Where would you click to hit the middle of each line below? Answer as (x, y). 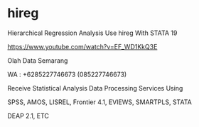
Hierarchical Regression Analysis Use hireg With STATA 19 (92, 33)
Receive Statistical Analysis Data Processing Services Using (95, 88)
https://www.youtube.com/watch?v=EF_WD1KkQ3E (82, 46)
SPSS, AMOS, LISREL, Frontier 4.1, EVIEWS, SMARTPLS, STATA (99, 102)
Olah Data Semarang (38, 60)
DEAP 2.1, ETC (28, 116)
